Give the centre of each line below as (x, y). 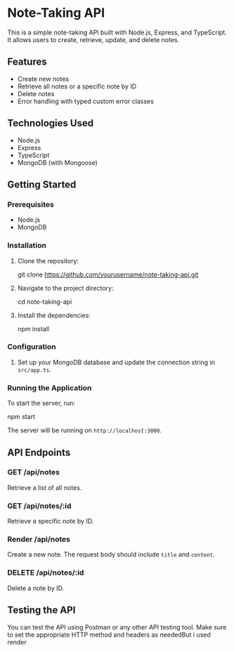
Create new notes (43, 79)
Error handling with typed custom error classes (86, 101)
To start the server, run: (41, 403)
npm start (21, 417)
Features (27, 62)
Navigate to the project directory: (65, 288)
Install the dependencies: (54, 315)
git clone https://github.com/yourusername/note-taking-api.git (108, 274)
